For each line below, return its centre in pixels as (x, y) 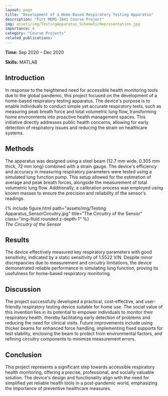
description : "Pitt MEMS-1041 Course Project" (55, 19)
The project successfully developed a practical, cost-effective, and (74, 302)
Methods (20, 149)
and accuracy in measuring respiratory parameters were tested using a (78, 171)
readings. (15, 198)
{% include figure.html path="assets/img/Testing (56, 208)
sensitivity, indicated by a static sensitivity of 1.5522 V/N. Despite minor (79, 257)
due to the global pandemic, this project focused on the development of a (81, 95)
